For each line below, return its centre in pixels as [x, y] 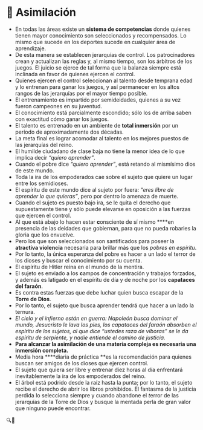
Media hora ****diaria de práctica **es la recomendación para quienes [103, 357]
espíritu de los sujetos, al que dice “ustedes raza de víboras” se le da [101, 331]
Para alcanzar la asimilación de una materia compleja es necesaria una [105, 344]
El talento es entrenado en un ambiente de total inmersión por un [96, 125]
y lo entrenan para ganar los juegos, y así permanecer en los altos [97, 86]
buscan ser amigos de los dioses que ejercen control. [82, 363]
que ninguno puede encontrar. [53, 408]
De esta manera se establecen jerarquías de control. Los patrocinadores [105, 54]
